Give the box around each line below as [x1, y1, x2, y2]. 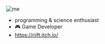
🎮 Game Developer [14, 23, 63, 30]
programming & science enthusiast [14, 17, 99, 23]
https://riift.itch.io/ [14, 32, 59, 38]
